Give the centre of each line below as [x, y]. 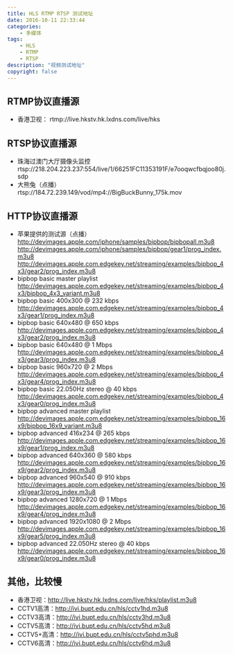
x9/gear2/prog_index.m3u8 [56, 470]
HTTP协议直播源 [43, 216]
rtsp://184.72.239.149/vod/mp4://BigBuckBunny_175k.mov [100, 193]
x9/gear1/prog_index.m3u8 [56, 448]
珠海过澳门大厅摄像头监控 [54, 161]
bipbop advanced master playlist [64, 411]
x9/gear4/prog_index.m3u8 [57, 514]
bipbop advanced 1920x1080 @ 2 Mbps [74, 521]
